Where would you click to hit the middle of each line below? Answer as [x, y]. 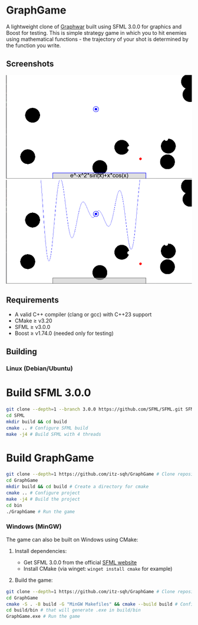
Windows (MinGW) [34, 527]
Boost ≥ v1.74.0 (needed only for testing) [64, 333]
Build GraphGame [50, 458]
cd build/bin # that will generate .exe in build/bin [74, 610]
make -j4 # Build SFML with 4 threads [54, 434]
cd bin [14, 505]
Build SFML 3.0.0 [49, 393]
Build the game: [34, 580]
